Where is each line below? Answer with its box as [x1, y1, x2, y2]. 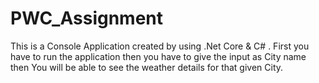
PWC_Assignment [10, 7, 164, 30]
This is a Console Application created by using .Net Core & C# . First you [10, 40, 310, 52]
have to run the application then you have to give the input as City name [10, 50, 307, 62]
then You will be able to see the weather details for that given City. [10, 61, 284, 73]
